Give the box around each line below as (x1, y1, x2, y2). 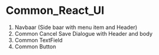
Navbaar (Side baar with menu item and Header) (14, 24, 138, 31)
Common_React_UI (6, 4, 105, 18)
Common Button (14, 43, 56, 50)
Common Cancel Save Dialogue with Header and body (14, 30, 153, 37)
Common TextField (14, 36, 63, 44)
